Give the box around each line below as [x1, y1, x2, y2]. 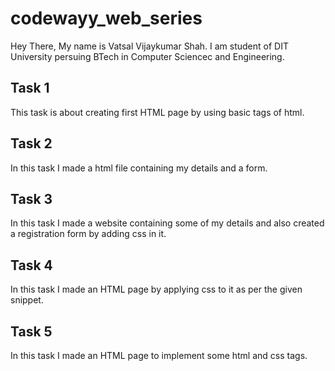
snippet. [10, 294, 44, 306]
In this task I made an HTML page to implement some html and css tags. [10, 350, 308, 361]
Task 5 [10, 323, 53, 340]
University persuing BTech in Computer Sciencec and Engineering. [10, 50, 285, 62]
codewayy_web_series [10, 7, 203, 30]
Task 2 [10, 135, 53, 152]
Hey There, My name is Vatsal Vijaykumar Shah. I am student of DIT [10, 40, 289, 52]
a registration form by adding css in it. [10, 228, 167, 240]
